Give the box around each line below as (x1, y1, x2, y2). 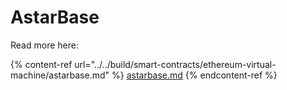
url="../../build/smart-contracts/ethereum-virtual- (74, 58, 277, 70)
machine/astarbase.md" (10, 69, 110, 81)
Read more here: (10, 39, 79, 51)
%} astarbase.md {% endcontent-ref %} (111, 69, 278, 81)
